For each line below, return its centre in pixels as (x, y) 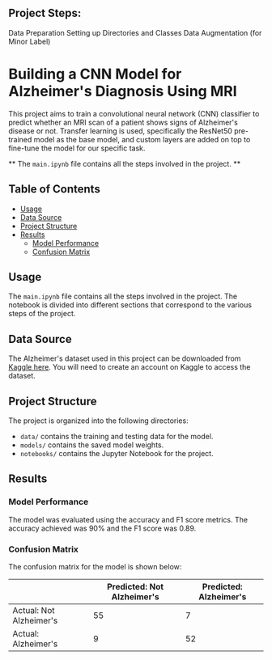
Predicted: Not (135, 586)
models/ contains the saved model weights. (92, 445)
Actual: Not (34, 610)
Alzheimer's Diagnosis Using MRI (123, 91)
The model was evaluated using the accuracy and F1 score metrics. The (128, 519)
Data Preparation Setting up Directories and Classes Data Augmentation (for (135, 32)
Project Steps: (45, 13)
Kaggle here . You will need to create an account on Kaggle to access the (130, 367)
